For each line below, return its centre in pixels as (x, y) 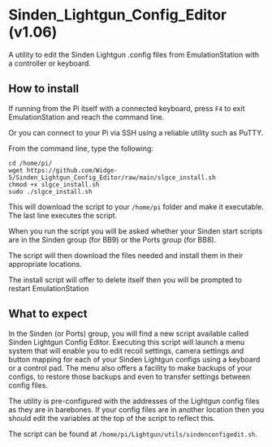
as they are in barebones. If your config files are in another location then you (136, 409)
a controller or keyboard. (50, 63)
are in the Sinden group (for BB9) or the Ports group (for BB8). (112, 239)
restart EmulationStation (49, 288)
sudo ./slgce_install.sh (50, 191)
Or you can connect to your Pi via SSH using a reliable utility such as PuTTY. (136, 132)
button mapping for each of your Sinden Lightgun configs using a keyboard (134, 359)
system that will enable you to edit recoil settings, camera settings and (126, 350)
